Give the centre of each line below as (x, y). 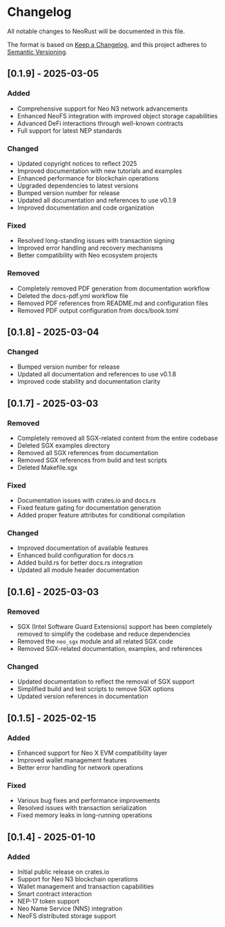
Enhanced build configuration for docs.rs (75, 556)
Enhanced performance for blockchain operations (88, 178)
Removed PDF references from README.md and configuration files (112, 303)
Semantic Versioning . (37, 52)
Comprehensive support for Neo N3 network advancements (102, 109)
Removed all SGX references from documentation (88, 452)
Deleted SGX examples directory (63, 445)
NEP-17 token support (48, 901)
